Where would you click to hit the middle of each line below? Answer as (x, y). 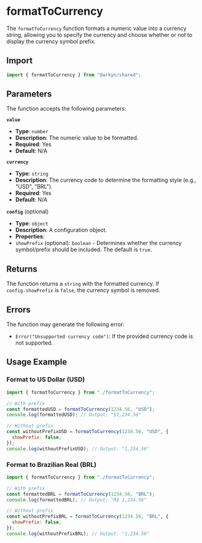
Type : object (32, 224)
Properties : (30, 236)
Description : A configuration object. (61, 230)
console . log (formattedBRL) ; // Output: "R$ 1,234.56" (77, 500)
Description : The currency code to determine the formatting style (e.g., (106, 180)
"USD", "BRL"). (34, 187)
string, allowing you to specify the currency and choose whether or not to (99, 34)
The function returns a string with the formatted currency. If (83, 284)
